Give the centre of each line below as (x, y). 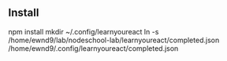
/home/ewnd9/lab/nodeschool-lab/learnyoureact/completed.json (114, 40)
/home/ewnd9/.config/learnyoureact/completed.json (93, 48)
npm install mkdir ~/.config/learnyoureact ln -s (84, 31)
